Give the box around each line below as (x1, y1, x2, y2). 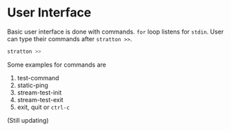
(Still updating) (7, 116, 49, 124)
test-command (17, 73, 60, 82)
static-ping (17, 81, 48, 89)
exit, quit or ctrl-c (17, 103, 70, 111)
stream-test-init (17, 88, 62, 97)
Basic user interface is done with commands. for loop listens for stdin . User (7, 27, 224, 36)
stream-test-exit (17, 95, 63, 104)
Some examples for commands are (7, 60, 107, 69)
